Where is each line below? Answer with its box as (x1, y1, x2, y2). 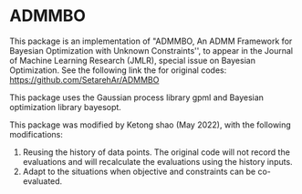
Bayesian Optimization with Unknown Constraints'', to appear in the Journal (9, 45, 294, 56)
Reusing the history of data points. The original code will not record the (22, 147, 290, 158)
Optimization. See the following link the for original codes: (9, 65, 227, 76)
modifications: (9, 128, 64, 139)
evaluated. (22, 175, 63, 187)
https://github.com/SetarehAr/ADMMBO (9, 74, 160, 85)
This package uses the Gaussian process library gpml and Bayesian (9, 92, 265, 103)
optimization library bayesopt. (9, 101, 121, 112)
